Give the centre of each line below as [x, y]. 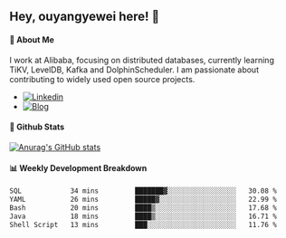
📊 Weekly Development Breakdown [78, 168]
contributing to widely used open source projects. [102, 79]
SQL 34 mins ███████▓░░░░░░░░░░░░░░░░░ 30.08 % [143, 191]
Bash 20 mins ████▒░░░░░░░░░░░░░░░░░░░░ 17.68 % [143, 208]
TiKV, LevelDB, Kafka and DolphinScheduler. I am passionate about [134, 70]
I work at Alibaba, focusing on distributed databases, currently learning [142, 60]
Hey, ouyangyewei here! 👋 [85, 17]
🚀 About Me [32, 39]
